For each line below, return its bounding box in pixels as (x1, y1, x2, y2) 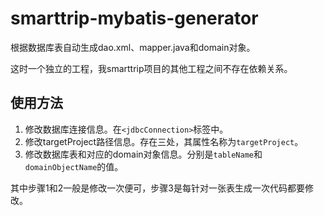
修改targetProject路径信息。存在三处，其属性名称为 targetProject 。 (24, 135, 304, 147)
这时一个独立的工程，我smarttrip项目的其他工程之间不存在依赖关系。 (10, 62, 293, 74)
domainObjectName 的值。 (24, 160, 124, 172)
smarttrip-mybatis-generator (10, 7, 259, 30)
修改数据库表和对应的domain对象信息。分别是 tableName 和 (24, 148, 263, 160)
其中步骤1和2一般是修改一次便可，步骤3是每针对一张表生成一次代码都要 (10, 182, 305, 194)
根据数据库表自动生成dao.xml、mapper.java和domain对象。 (10, 41, 256, 53)
